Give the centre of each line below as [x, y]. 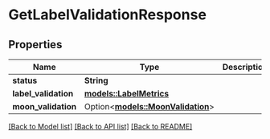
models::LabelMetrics [127, 94]
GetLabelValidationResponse [108, 15]
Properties [35, 45]
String [96, 80]
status [25, 80]
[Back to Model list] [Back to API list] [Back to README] [100, 127]
